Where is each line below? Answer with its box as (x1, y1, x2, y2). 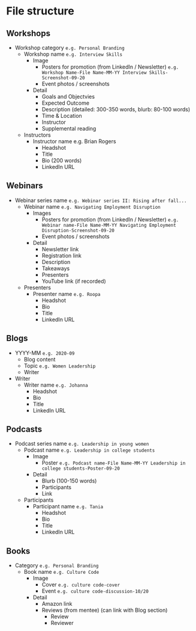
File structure (6, 4, 75, 18)
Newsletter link (41, 245, 79, 253)
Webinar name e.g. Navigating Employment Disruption (23, 203, 161, 210)
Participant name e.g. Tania (32, 503, 104, 510)
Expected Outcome (41, 99, 90, 106)
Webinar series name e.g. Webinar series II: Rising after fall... (14, 197, 187, 204)
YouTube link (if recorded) (41, 277, 106, 285)
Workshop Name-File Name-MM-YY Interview (41, 70, 147, 76)
